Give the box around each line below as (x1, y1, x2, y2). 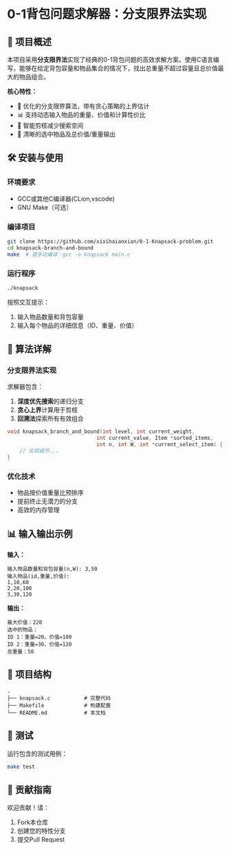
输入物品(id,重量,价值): (7, 573, 70, 580)
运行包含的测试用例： (7, 749, 67, 758)
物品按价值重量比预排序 (16, 489, 84, 497)
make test (7, 763, 36, 770)
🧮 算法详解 (7, 343, 52, 355)
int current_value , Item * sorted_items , (96, 435, 214, 442)
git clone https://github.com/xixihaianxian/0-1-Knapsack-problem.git (7, 238, 214, 245)
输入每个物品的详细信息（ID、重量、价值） (16, 321, 138, 330)
